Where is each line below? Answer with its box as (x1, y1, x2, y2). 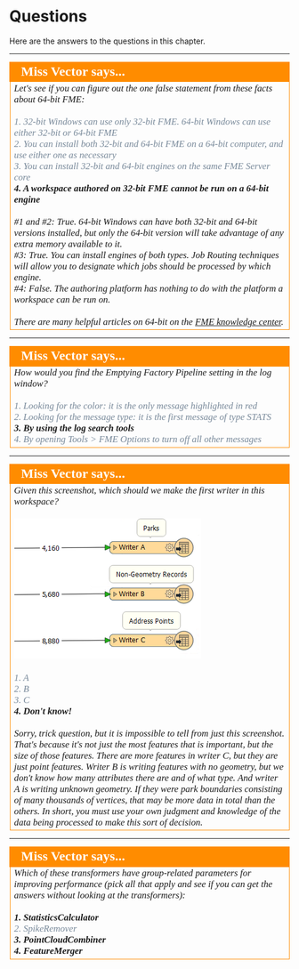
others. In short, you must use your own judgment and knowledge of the (13, 805, 281, 817)
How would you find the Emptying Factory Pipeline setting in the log (13, 367, 272, 379)
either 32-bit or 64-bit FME (13, 126, 117, 139)
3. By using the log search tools (13, 423, 135, 434)
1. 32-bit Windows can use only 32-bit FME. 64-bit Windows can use (13, 116, 271, 127)
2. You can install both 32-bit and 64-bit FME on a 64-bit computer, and (13, 138, 284, 149)
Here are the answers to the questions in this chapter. (9, 36, 206, 46)
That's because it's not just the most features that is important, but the (13, 739, 274, 750)
